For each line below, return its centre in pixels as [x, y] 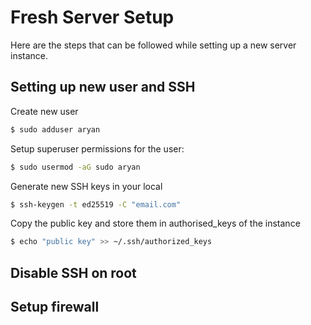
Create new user [44, 111]
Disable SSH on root [73, 272]
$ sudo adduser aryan [55, 129]
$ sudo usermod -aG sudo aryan [75, 167]
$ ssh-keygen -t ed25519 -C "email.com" [96, 204]
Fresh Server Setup [92, 17]
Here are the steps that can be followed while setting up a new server [153, 45]
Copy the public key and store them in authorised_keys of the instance [155, 223]
